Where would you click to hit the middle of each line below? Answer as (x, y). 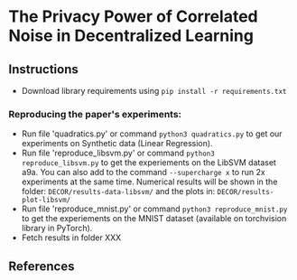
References (42, 266)
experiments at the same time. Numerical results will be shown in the (149, 182)
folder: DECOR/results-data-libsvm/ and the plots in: (118, 191)
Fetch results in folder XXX (71, 238)
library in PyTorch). (57, 229)
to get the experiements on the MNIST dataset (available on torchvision (154, 219)
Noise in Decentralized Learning (131, 36)
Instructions (43, 69)
